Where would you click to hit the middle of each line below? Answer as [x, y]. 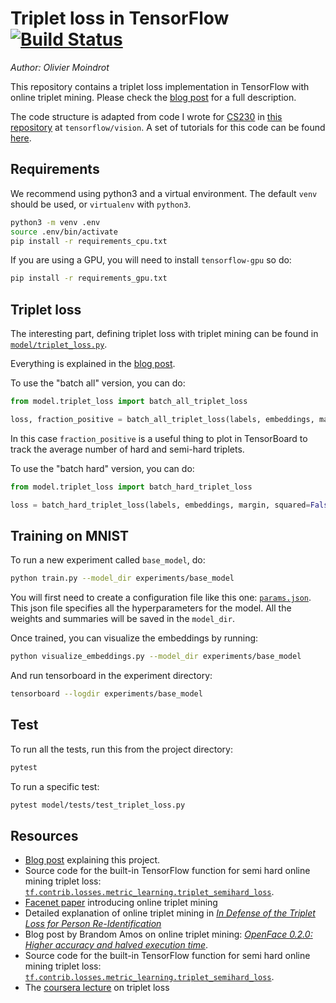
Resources [44, 835]
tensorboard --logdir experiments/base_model [106, 694]
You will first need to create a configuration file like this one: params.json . [161, 598]
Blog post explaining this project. [92, 860]
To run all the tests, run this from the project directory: [121, 749]
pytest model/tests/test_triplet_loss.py [98, 805]
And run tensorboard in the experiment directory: [111, 676]
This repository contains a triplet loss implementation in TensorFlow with [160, 86]
